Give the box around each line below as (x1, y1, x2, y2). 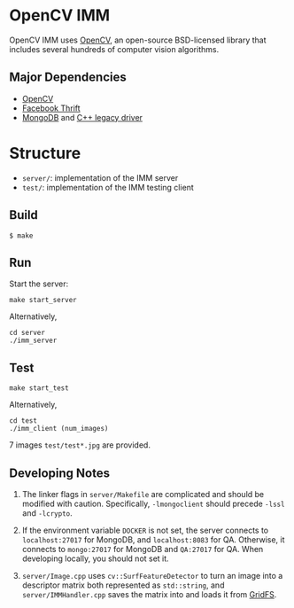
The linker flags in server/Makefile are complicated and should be (21, 488, 265, 499)
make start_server (9, 296, 77, 305)
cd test (9, 417, 38, 425)
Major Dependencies (9, 70, 127, 85)
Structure (9, 143, 81, 163)
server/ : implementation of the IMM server (21, 172, 179, 183)
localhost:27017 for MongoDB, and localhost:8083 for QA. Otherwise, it (21, 534, 285, 545)
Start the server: (9, 278, 69, 289)
